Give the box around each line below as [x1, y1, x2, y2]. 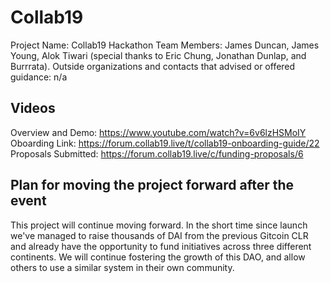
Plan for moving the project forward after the [10, 177, 295, 194]
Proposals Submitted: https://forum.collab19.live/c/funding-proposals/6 [10, 147, 304, 160]
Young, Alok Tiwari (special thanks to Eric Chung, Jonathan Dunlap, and [10, 49, 307, 61]
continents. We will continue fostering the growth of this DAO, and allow [10, 251, 306, 263]
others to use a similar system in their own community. [10, 261, 235, 273]
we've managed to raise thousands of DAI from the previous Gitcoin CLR [10, 229, 309, 241]
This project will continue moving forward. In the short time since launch [10, 219, 308, 231]
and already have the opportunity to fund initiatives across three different [10, 240, 312, 252]
